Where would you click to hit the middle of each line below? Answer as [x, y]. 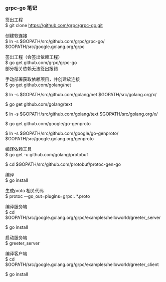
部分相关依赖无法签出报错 [32, 69]
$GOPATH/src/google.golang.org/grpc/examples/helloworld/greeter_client [82, 264]
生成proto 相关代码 [25, 191]
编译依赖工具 [18, 149]
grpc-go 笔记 [21, 8]
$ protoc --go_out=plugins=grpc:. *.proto [48, 196]
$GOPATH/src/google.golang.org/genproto [50, 139]
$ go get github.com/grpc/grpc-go [41, 63]
